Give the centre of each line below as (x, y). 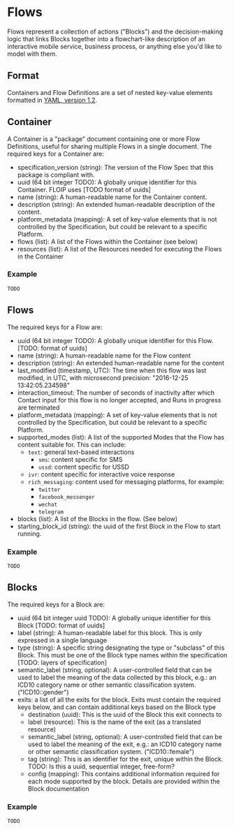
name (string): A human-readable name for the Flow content (104, 355)
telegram (51, 512)
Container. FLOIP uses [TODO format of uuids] (84, 189)
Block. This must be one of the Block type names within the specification (122, 655)
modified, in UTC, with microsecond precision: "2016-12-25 (103, 377)
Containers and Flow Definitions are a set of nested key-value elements (110, 92)
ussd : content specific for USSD (83, 467)
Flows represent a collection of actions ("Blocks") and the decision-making (115, 31)
